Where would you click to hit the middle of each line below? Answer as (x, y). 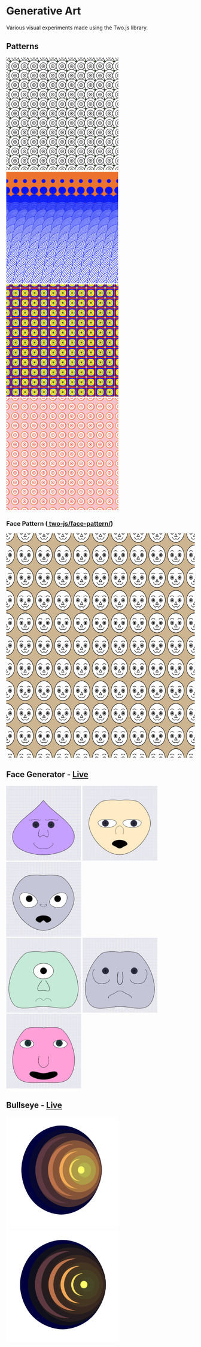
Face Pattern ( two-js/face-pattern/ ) (60, 523)
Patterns (22, 46)
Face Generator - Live (47, 774)
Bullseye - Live (34, 1105)
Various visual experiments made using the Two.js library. (77, 28)
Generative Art (44, 11)
